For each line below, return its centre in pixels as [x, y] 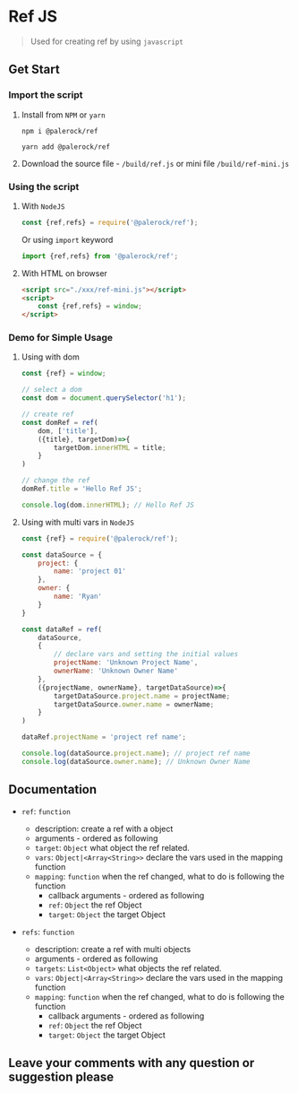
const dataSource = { [61, 555]
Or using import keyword [67, 239]
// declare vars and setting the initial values [146, 655]
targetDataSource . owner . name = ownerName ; [134, 704]
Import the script [46, 95]
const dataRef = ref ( [62, 629]
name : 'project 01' [90, 571]
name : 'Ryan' [78, 597]
